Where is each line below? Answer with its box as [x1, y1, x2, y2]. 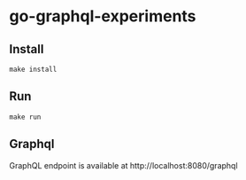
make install [9, 65, 58, 74]
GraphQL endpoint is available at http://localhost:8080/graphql [9, 160, 238, 170]
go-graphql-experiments [9, 6, 196, 27]
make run [9, 113, 42, 121]
